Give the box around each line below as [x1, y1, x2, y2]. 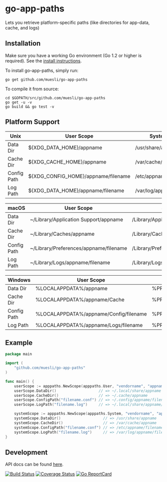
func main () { [5, 379, 35, 384]
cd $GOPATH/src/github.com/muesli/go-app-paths [5, 95, 106, 100]
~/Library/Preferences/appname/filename [30, 245, 128, 252]
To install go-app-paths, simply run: [5, 67, 79, 73]
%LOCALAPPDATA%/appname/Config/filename [35, 310, 147, 317]
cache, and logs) [5, 24, 40, 30]
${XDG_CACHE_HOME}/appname [28, 158, 107, 165]
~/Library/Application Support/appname [30, 216, 123, 223]
